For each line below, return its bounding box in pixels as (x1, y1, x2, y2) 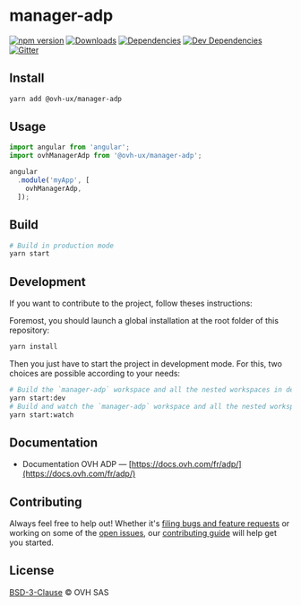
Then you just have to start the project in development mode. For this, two (9, 358, 282, 368)
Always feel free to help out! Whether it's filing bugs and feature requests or (9, 518, 290, 529)
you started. (9, 537, 54, 548)
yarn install (9, 342, 58, 351)
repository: (9, 325, 50, 336)
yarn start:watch (9, 410, 74, 420)
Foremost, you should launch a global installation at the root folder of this (9, 316, 279, 326)
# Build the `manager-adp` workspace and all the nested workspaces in (9, 385, 282, 394)
